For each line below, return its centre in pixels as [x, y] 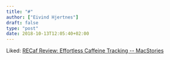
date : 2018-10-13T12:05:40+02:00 [48, 34]
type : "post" [22, 28]
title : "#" [20, 12]
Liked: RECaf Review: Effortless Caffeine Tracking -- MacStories [85, 50]
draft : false [22, 23]
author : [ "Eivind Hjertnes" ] [42, 17]
